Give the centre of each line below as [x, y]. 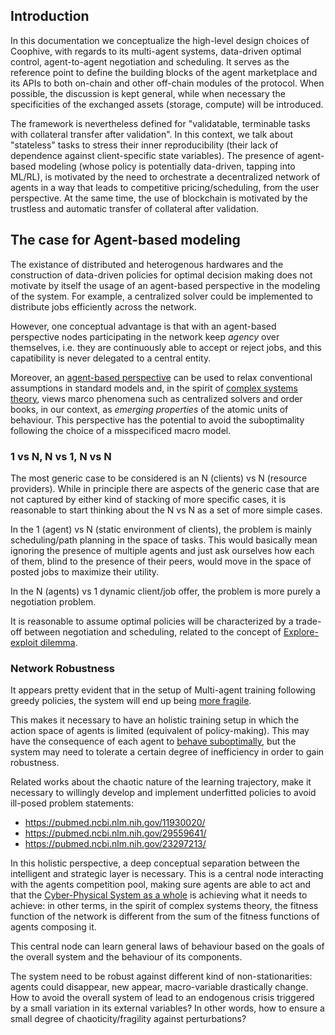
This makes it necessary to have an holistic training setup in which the [155, 720]
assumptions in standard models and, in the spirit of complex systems [154, 388]
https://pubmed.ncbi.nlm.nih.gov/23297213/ [115, 844]
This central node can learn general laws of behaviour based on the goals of [167, 946]
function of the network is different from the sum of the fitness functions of [165, 916]
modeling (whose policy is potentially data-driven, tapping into [167, 166]
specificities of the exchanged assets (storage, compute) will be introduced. [167, 104]
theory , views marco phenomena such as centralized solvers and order [156, 398]
